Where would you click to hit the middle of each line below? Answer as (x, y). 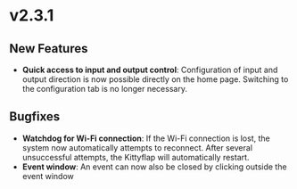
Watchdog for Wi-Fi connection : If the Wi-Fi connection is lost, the (146, 138)
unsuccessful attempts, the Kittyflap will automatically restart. (136, 157)
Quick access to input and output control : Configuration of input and (150, 70)
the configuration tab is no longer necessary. (104, 89)
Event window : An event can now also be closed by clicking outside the (154, 167)
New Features (49, 49)
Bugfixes (35, 117)
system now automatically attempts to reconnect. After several (137, 147)
